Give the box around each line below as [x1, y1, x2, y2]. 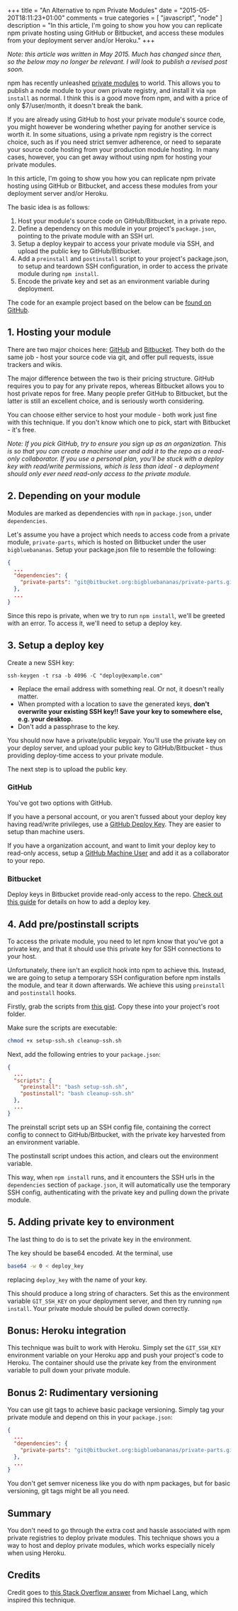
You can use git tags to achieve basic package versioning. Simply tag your [7, 1405, 225, 1414]
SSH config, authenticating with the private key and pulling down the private [7, 1188, 229, 1197]
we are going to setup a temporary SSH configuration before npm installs [7, 973, 221, 982]
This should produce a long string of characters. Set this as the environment [7, 1289, 230, 1297]
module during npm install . [17, 270, 99, 277]
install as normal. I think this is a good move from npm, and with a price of [7, 94, 228, 102]
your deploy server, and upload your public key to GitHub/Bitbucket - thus [7, 743, 223, 752]
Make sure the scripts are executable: [7, 1023, 118, 1032]
